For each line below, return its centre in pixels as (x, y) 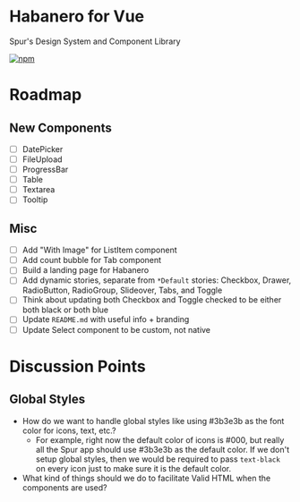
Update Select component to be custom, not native (116, 329)
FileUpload (42, 159)
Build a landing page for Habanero (86, 270)
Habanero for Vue (77, 17)
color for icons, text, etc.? (69, 430)
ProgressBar (45, 170)
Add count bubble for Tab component (92, 260)
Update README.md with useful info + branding (106, 319)
